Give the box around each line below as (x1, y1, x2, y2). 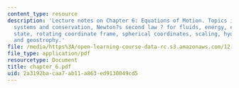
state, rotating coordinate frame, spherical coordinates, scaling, (14, 30, 221, 38)
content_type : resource (7, 10, 78, 18)
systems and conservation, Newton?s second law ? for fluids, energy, (14, 23, 228, 31)
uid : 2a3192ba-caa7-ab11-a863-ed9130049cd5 (7, 70, 139, 77)
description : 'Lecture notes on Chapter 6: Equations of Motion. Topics (7, 17, 228, 24)
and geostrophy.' (14, 37, 65, 44)
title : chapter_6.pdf (7, 63, 72, 70)
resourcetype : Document (7, 57, 78, 64)
